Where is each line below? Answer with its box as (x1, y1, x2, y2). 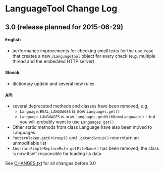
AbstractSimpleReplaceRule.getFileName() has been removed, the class (12, 145, 160, 152)
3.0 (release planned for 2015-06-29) (5, 23, 123, 31)
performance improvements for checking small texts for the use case (12, 48, 154, 54)
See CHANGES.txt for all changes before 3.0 (5, 160, 96, 167)
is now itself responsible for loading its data (12, 151, 102, 157)
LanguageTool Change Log (5, 3, 117, 14)
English (5, 37, 21, 43)
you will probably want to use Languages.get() (19, 119, 114, 125)
